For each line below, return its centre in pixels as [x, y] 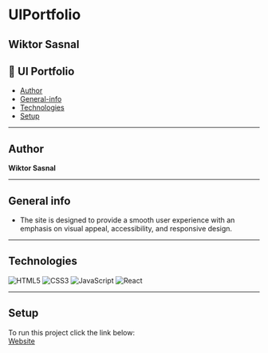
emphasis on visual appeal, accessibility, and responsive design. [126, 229]
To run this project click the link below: [72, 332]
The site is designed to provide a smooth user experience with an [127, 220]
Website [22, 341]
